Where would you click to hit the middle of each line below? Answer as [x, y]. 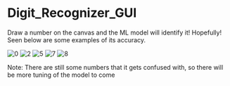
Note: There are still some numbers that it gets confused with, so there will [115, 67]
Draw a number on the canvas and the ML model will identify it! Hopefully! [115, 32]
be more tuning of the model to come [61, 75]
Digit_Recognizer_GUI [72, 13]
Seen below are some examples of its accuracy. [77, 39]
